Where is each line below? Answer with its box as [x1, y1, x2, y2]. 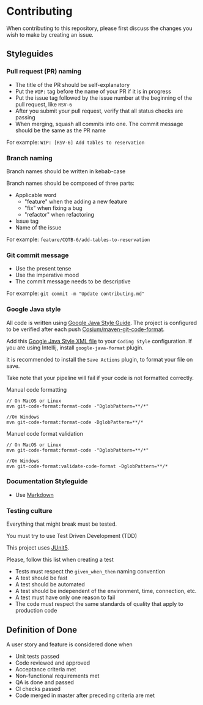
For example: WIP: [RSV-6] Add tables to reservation [6, 138, 145, 146]
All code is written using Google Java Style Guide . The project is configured [6, 319, 197, 326]
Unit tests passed [15, 652, 60, 660]
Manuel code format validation [6, 430, 84, 437]
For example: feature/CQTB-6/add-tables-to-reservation [6, 236, 150, 243]
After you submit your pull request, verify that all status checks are [15, 107, 183, 114]
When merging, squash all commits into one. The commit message [15, 120, 183, 127]
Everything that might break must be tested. [6, 520, 117, 528]
